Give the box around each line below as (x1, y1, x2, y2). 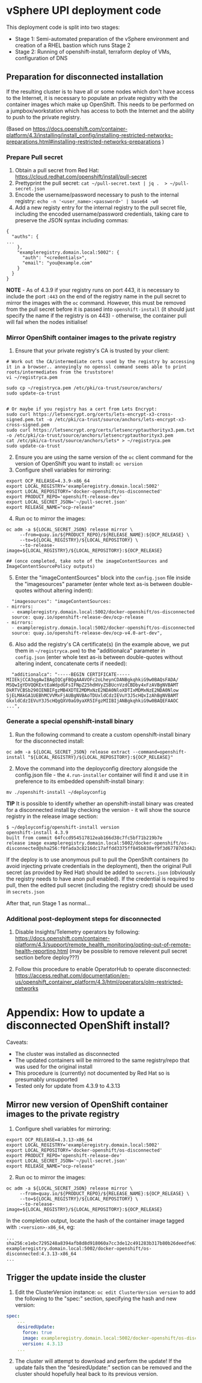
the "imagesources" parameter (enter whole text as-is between (14, 581, 172, 588)
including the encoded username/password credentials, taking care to (14, 210, 189, 217)
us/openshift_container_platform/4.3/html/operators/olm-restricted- (14, 978, 183, 985)
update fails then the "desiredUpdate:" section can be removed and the (14, 1364, 192, 1371)
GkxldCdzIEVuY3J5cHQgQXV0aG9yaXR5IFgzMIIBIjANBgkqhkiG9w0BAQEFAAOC (6, 698, 179, 704)
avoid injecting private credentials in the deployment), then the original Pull (6, 862, 192, 869)
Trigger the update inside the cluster (6, 1272, 146, 1283)
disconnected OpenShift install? (6, 1019, 170, 1032)
